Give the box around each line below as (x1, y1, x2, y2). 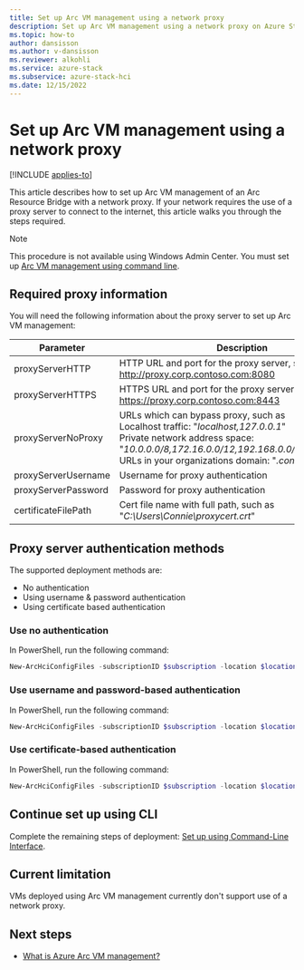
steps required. (9, 215, 66, 227)
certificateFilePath (14, 504, 92, 517)
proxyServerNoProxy (14, 432, 104, 444)
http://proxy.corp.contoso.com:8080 (119, 368, 276, 381)
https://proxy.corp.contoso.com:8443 (119, 394, 280, 407)
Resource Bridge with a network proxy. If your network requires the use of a (9, 196, 292, 207)
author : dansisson (9, 38, 79, 48)
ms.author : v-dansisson (9, 47, 100, 56)
